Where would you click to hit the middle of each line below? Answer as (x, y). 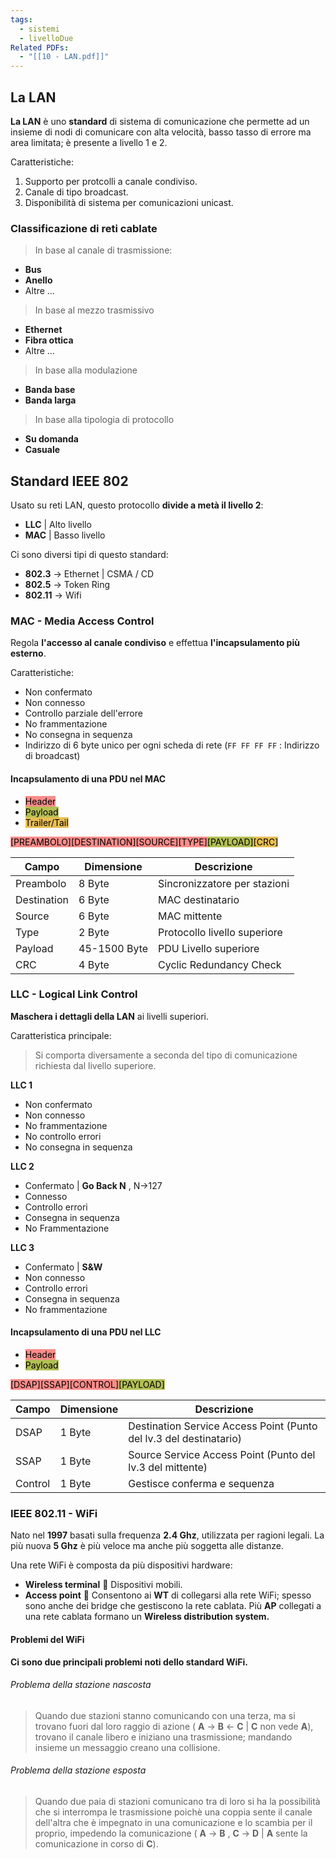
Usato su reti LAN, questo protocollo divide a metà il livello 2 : (137, 505)
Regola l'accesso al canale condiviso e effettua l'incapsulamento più (155, 643)
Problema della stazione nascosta (81, 1685)
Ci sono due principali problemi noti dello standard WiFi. (129, 1662)
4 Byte (94, 964)
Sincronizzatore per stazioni (224, 883)
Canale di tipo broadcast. (76, 192)
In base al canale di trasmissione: (103, 250)
